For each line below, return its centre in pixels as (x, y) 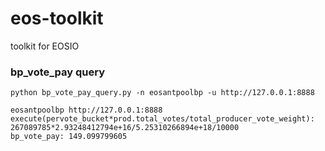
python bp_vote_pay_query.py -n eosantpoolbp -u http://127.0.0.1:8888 (162, 93)
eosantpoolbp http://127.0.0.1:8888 (86, 110)
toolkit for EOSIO (45, 46)
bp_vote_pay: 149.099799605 (69, 137)
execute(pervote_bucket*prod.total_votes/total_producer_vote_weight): (162, 119)
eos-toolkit (57, 18)
